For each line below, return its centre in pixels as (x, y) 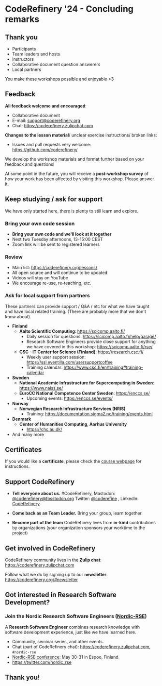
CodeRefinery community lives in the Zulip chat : (53, 560)
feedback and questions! (30, 164)
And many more (28, 434)
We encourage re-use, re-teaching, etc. (52, 283)
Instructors (23, 59)
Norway (20, 403)
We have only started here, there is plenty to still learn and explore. (72, 211)
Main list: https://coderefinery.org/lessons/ (55, 268)
